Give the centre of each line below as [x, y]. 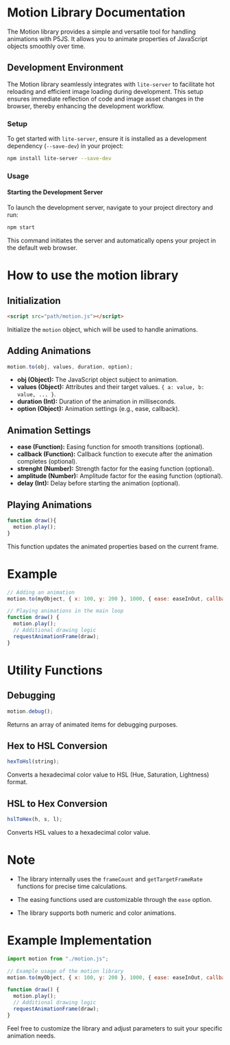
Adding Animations [49, 351]
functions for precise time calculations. [72, 886]
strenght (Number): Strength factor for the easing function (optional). [115, 469]
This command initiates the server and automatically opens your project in [112, 240]
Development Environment [65, 67]
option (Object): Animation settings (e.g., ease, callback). [98, 409]
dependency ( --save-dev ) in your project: [65, 146]
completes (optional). [47, 462]
